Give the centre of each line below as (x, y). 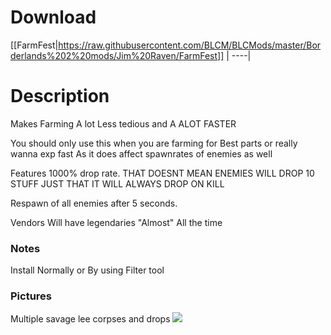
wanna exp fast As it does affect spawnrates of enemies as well (141, 153)
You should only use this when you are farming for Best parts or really (154, 143)
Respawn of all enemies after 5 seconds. (94, 203)
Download (53, 17)
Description (60, 96)
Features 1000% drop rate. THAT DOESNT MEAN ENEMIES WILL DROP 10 (162, 173)
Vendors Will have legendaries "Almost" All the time (116, 222)
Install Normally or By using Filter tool (87, 270)
